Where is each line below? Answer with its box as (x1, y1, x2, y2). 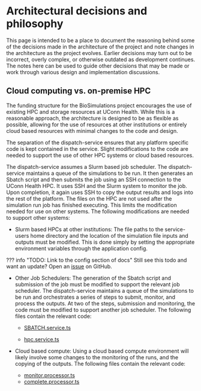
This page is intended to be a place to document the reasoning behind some (6, 37, 195, 44)
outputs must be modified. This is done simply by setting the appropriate (14, 238, 195, 245)
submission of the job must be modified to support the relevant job (14, 280, 180, 288)
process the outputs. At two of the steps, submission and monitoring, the (14, 299, 196, 307)
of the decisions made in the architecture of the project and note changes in (6, 43, 194, 50)
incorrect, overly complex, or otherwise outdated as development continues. (6, 56, 196, 63)
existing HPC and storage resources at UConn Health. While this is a (6, 108, 175, 115)
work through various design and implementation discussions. (6, 68, 160, 75)
